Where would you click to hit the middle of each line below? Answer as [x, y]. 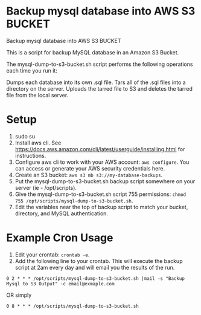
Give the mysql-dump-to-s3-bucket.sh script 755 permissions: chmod [100, 194]
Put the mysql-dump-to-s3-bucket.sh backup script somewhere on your [105, 181]
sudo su [25, 136]
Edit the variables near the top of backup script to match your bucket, [101, 207]
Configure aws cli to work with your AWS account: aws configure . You [102, 162]
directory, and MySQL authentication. [62, 213]
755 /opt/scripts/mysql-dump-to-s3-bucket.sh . [74, 200]
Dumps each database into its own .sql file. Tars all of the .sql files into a [96, 82]
